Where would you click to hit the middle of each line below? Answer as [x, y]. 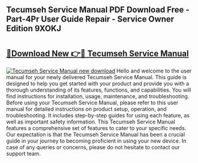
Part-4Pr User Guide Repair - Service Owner [90, 19]
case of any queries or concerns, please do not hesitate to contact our [93, 147]
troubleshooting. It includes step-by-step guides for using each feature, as [98, 115]
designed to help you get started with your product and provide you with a [98, 84]
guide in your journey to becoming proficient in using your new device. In [96, 141]
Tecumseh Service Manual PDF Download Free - [98, 10]
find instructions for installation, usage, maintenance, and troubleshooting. [98, 96]
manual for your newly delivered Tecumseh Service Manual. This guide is [97, 77]
